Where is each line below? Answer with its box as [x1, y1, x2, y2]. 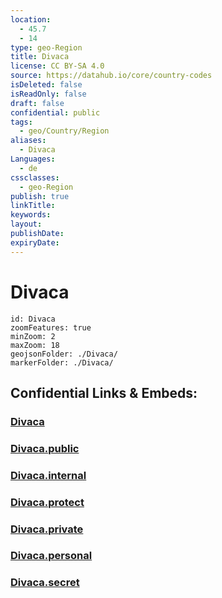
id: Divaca [10, 314, 56, 324]
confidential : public [10, 107, 101, 118]
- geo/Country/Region [19, 126, 110, 136]
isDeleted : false [10, 80, 83, 90]
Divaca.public [10, 441, 80, 455]
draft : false [10, 98, 65, 108]
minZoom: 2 [10, 331, 56, 341]
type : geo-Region [10, 42, 83, 53]
